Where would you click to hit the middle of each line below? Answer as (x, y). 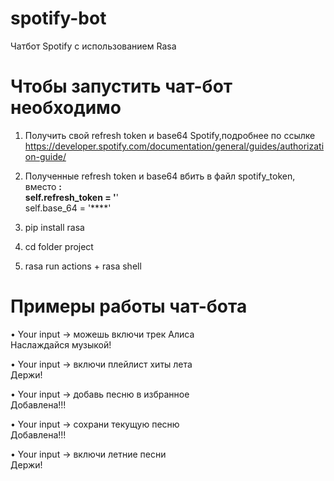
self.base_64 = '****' (68, 208)
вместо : (43, 186)
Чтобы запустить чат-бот (121, 86)
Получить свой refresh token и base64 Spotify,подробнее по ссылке (170, 135)
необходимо (66, 108)
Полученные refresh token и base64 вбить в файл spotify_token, (160, 176)
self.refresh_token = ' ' (71, 197)
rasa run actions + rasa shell (83, 266)
